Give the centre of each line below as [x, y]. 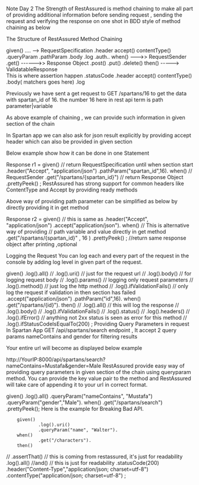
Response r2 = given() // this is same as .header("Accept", [77, 219]
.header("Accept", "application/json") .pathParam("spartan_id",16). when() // [99, 171]
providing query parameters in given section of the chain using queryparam [99, 372]
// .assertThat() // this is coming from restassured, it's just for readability [94, 457]
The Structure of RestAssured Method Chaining [64, 39]
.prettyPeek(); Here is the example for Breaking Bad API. [75, 409]
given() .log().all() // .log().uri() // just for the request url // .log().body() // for [99, 273]
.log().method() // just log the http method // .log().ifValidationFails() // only [97, 286]
